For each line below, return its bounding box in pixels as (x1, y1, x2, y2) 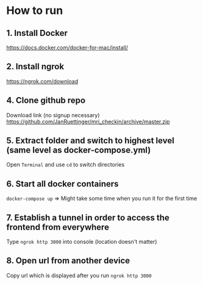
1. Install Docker (6, 28, 68, 38)
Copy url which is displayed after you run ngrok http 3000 (6, 272, 152, 279)
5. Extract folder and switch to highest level (6, 136, 175, 146)
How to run (6, 4, 63, 18)
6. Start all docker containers (6, 179, 119, 189)
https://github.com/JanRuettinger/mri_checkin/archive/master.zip (6, 118, 170, 125)
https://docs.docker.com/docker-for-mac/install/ (6, 44, 129, 51)
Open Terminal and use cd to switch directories (6, 161, 125, 168)
